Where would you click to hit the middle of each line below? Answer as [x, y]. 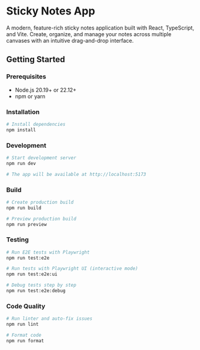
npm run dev [21, 163]
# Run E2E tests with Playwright [48, 252]
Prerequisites [26, 77]
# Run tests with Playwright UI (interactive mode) [72, 269]
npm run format [25, 341]
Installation [23, 111]
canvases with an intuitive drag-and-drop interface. [70, 40]
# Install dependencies [36, 124]
